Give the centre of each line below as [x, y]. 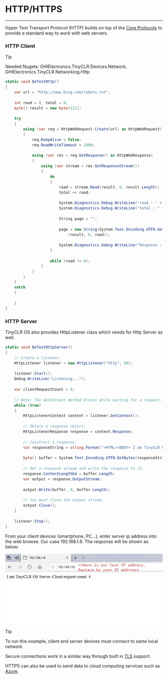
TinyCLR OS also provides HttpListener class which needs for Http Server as [84, 332]
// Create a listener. [38, 358]
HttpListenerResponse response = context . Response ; [78, 432]
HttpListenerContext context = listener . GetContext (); [81, 416]
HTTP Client [20, 46]
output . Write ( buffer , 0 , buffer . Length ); [67, 489]
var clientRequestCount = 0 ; [44, 389]
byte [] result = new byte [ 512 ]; [48, 108]
